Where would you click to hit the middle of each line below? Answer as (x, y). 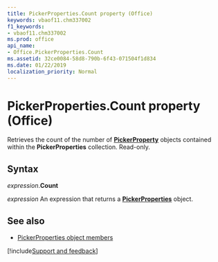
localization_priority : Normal (52, 71)
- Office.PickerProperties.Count (55, 53)
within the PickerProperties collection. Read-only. (79, 147)
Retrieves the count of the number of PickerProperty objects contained (109, 140)
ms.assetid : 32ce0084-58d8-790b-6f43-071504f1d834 (82, 59)
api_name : (21, 46)
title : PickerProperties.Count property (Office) (80, 14)
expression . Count (33, 186)
